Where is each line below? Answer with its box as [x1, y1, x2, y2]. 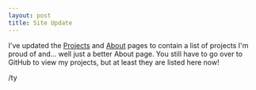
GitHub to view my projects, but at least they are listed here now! [8, 57, 220, 67]
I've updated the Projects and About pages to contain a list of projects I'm [8, 40, 249, 50]
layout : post [8, 11, 52, 20]
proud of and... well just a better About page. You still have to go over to [8, 49, 243, 58]
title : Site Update [8, 19, 73, 27]
